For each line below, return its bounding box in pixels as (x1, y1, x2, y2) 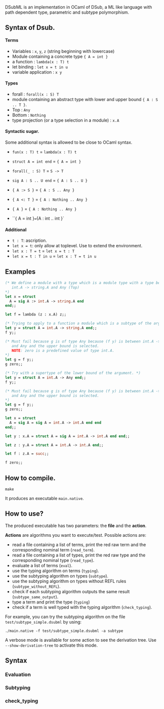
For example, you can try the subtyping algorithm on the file (5, 613, 125, 620)
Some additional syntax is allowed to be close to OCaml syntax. (5, 139, 133, 145)
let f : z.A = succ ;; (5, 451, 49, 456)
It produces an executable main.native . (5, 495, 84, 501)
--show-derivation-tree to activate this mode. (5, 642, 98, 648)
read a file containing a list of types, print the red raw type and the (12, 552, 145, 558)
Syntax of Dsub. (5, 24, 55, 32)
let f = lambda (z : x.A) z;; (5, 312, 67, 317)
